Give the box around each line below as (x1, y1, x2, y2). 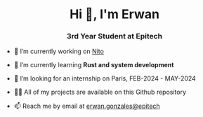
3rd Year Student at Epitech (66, 32, 163, 41)
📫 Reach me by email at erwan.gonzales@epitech (13, 102, 160, 111)
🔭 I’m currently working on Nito (13, 47, 104, 55)
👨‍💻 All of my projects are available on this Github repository (13, 88, 187, 97)
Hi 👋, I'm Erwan (69, 6, 160, 22)
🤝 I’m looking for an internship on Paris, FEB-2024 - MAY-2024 (13, 74, 197, 83)
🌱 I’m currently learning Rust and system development (13, 61, 174, 69)
